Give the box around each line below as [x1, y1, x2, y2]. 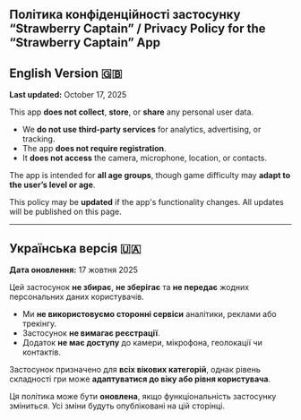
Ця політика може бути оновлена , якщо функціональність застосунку [9, 391, 277, 402]
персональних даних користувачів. [9, 291, 145, 303]
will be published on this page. [9, 206, 123, 218]
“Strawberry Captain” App [9, 35, 161, 50]
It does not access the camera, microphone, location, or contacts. [21, 152, 267, 164]
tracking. [21, 133, 56, 144]
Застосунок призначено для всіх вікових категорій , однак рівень [9, 364, 262, 375]
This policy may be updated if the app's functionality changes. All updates [9, 197, 284, 208]
